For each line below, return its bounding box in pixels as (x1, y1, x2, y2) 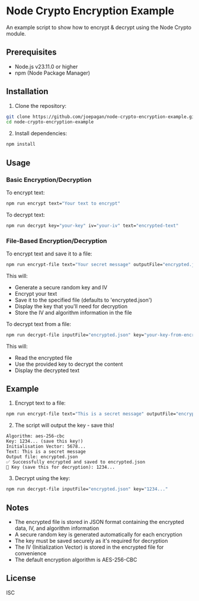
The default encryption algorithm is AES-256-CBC (14, 556, 137, 564)
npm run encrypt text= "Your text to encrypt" (6, 200, 120, 206)
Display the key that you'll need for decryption (14, 302, 128, 309)
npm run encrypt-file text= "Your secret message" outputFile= (6, 261, 163, 267)
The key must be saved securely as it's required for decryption (14, 538, 168, 545)
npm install (6, 141, 36, 148)
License (6, 573, 36, 583)
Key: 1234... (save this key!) (6, 439, 84, 445)
